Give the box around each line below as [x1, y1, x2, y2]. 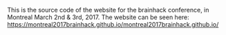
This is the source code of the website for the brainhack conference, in [7, 6, 209, 14]
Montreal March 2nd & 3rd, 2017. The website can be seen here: [7, 13, 190, 21]
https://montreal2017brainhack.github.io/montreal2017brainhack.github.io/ [7, 21, 219, 28]
